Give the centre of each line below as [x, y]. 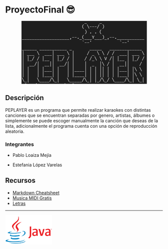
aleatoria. [15, 131]
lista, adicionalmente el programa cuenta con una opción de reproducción [81, 126]
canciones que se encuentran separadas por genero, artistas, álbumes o [80, 115]
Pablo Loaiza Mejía [32, 155]
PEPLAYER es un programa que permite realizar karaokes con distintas [78, 110]
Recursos [20, 181]
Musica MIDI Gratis [32, 198]
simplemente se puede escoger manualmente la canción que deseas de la [82, 120]
